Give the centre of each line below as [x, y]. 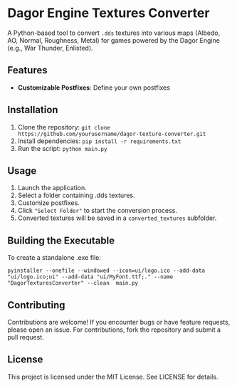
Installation [33, 110]
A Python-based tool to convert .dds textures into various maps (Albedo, [114, 33]
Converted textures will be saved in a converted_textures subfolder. [117, 218]
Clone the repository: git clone [64, 127]
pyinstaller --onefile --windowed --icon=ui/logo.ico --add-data [106, 271]
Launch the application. [52, 188]
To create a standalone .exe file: [54, 258]
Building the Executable [61, 240]
